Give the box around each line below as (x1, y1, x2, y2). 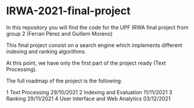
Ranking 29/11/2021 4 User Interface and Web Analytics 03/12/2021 (6, 95, 171, 102)
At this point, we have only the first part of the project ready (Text (6, 59, 166, 66)
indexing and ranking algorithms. (6, 47, 87, 55)
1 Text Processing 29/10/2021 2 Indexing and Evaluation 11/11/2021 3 (6, 88, 173, 96)
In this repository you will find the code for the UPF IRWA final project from (6, 24, 189, 31)
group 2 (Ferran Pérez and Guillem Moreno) (6, 30, 113, 37)
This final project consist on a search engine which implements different (6, 42, 183, 49)
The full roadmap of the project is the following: (6, 77, 123, 84)
